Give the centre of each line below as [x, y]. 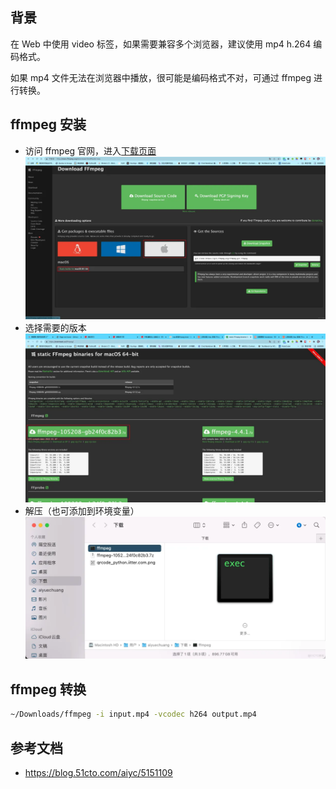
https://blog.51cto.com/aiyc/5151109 [98, 772]
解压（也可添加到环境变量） [82, 511]
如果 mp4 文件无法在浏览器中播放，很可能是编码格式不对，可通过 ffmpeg [161, 77]
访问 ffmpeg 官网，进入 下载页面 [90, 150]
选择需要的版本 [55, 327]
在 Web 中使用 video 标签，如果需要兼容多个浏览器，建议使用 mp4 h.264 [161, 44]
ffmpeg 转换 [48, 689]
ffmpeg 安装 [48, 124]
